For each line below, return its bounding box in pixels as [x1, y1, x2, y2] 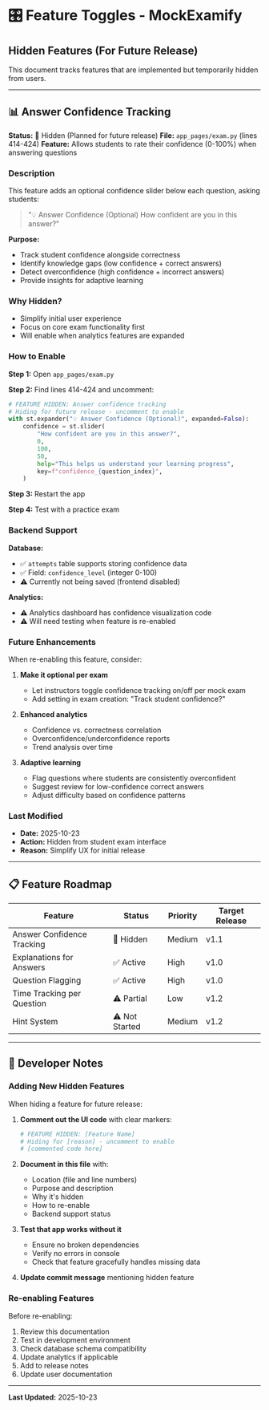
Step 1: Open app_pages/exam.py [8, 369, 114, 379]
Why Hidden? [8, 296, 62, 307]
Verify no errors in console [31, 1249, 120, 1258]
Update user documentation [19, 1369, 113, 1379]
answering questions [8, 148, 78, 157]
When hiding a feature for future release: [8, 1099, 143, 1108]
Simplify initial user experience [19, 314, 122, 323]
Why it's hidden [31, 1192, 84, 1201]
